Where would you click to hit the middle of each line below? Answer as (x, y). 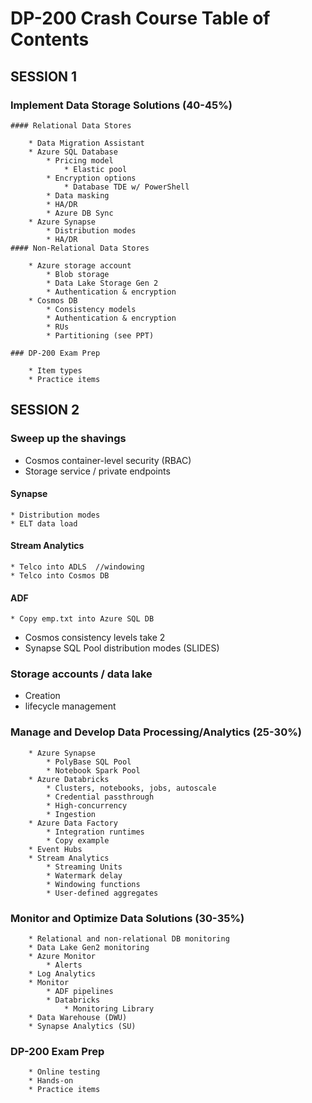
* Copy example (78, 840)
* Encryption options (91, 178)
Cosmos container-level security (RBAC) (108, 460)
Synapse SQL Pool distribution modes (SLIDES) (122, 648)
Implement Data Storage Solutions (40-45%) (121, 105)
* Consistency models (91, 309)
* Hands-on (51, 1081)
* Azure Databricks (69, 779)
